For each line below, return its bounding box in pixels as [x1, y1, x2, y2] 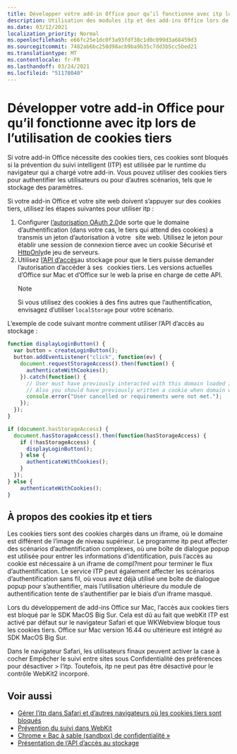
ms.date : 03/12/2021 [7, 23, 68, 30]
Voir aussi [7, 690, 52, 702]
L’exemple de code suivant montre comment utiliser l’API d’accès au [7, 319, 205, 328]
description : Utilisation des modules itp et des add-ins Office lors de [7, 17, 229, 24]
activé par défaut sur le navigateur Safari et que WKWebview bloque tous [7, 618, 221, 627]
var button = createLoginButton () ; [13, 347, 119, 354]
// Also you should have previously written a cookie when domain [25, 387, 226, 394]
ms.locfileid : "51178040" [7, 69, 83, 76]
